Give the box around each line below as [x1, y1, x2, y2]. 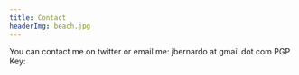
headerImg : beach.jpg [9, 21, 91, 30]
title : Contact [9, 12, 67, 22]
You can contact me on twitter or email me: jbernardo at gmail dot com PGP [9, 46, 291, 56]
